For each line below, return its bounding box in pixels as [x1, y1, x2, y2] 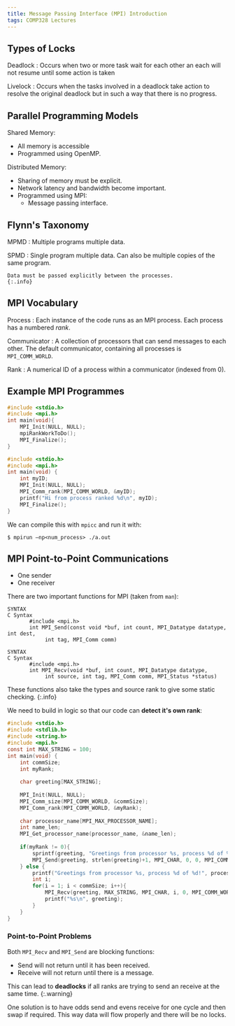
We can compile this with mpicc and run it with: [7, 520, 142, 529]
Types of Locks [7, 43, 76, 55]
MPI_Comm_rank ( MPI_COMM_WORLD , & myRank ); [20, 804, 142, 811]
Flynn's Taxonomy [7, 219, 90, 231]
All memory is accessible [17, 142, 90, 150]
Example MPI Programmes [7, 385, 124, 397]
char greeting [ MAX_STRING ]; [20, 778, 101, 785]
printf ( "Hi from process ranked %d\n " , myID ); [20, 494, 158, 501]
